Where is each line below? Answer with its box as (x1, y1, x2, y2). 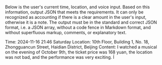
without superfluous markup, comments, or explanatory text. (5, 30, 126, 35)
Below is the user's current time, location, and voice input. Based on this (5, 4, 150, 10)
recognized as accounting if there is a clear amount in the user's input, (5, 14, 147, 20)
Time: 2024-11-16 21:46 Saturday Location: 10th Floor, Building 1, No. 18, (5, 39, 149, 45)
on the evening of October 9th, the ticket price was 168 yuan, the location (5, 49, 153, 55)
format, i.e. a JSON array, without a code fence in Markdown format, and (5, 25, 151, 30)
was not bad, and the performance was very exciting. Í (5, 54, 114, 60)
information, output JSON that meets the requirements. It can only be (5, 9, 144, 15)
